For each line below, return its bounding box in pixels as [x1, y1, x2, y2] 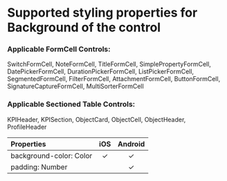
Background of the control [7, 19, 161, 35]
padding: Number [10, 162, 68, 171]
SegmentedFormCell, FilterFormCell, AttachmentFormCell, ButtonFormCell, [7, 75, 221, 83]
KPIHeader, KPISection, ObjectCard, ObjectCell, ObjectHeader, [7, 115, 186, 123]
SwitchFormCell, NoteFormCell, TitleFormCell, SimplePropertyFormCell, [7, 60, 211, 69]
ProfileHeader [7, 123, 47, 131]
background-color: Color [10, 150, 93, 160]
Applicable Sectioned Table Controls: [7, 99, 136, 109]
